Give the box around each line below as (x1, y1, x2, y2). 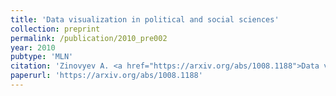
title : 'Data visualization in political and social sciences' (10, 14, 280, 25)
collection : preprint (10, 24, 101, 34)
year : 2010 (10, 42, 56, 53)
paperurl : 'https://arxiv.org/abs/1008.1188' (10, 71, 203, 81)
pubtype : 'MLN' (10, 52, 74, 62)
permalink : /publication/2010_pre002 (10, 33, 168, 43)
